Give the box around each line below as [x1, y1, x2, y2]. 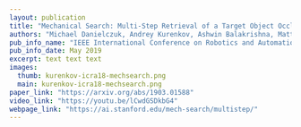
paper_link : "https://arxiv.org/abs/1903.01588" [9, 88, 194, 97]
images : [9, 63, 39, 72]
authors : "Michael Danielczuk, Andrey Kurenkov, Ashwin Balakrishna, [9, 30, 275, 38]
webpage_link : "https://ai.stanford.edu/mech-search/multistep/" [9, 105, 258, 114]
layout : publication [9, 13, 87, 22]
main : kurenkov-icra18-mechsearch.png [17, 80, 163, 89]
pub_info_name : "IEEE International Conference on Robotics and [9, 38, 254, 47]
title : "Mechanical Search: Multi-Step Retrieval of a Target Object [9, 21, 275, 30]
